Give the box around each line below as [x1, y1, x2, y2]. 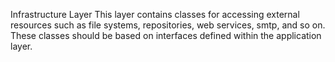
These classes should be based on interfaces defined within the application [10, 30, 322, 41]
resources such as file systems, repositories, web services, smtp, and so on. [10, 19, 326, 31]
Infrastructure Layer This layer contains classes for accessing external [10, 9, 300, 20]
